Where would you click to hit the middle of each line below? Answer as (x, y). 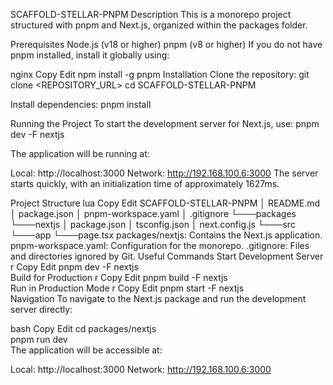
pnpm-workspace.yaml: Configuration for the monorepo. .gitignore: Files (160, 245)
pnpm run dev (39, 339)
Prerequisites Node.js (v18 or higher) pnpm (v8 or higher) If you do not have (166, 44)
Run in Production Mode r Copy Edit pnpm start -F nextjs (127, 288)
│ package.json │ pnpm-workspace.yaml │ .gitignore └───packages (153, 213)
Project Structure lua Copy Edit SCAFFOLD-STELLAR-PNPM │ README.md (165, 203)
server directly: (41, 309)
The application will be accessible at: (86, 350)
